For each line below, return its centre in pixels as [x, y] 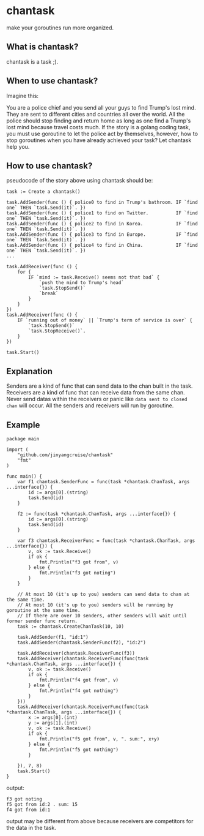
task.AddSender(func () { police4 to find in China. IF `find [102, 246]
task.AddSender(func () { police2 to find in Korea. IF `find [102, 224]
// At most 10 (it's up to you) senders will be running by [95, 605]
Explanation [30, 371]
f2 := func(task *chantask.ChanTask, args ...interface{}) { [97, 514]
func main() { [24, 476]
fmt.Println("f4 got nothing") [79, 691]
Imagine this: [22, 96]
